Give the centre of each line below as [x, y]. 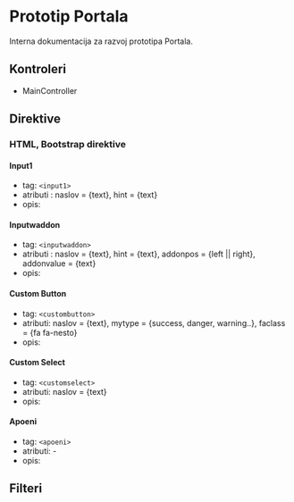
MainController [50, 90]
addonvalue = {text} [59, 264]
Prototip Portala [69, 17]
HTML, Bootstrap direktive [68, 145]
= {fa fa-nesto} [50, 332]
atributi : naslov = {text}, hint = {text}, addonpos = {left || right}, [139, 254]
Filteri [26, 489]
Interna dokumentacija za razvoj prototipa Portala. [101, 41]
